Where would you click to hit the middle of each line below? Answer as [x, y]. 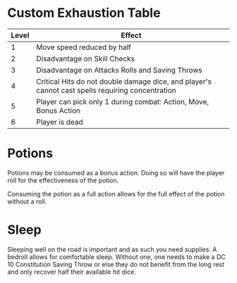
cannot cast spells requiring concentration [106, 90]
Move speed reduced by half [84, 47]
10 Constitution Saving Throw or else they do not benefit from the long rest [116, 264]
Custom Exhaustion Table [84, 13]
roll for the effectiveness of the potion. [63, 180]
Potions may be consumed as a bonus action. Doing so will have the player [116, 172]
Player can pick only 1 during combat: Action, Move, [123, 101]
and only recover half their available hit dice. [72, 272]
